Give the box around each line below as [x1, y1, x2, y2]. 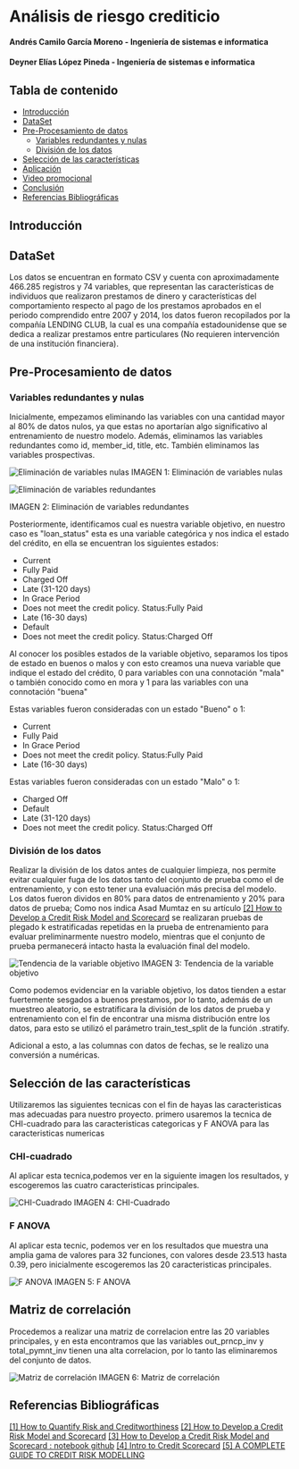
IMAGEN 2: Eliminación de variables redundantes [9, 502, 189, 512]
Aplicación [21, 164, 62, 174]
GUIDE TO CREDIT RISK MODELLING [9, 1450, 145, 1461]
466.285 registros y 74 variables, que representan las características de [9, 282, 275, 292]
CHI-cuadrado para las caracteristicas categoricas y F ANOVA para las [9, 1119, 270, 1129]
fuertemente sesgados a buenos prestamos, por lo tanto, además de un [9, 994, 273, 1005]
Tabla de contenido [9, 82, 119, 97]
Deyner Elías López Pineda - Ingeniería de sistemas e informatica [9, 56, 256, 68]
